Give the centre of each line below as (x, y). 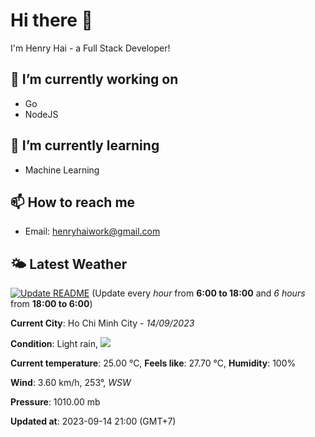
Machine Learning (62, 170)
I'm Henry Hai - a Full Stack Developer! (90, 48)
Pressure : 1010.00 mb (55, 402)
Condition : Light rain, (54, 344)
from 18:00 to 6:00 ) (51, 304)
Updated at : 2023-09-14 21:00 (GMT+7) (93, 421)
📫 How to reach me (73, 202)
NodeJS (41, 114)
